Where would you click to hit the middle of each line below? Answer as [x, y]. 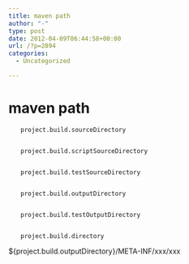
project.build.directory [62, 236]
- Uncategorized [43, 62]
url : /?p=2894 [32, 46]
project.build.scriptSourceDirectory [84, 151]
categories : [28, 53]
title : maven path [39, 16]
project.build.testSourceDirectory [80, 172]
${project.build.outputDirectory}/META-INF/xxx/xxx [94, 251]
